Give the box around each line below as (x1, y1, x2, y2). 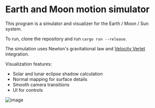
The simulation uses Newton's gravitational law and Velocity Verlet (5, 45, 145, 51)
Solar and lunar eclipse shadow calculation (12, 70, 103, 77)
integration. (5, 51, 30, 57)
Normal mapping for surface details (12, 76, 88, 82)
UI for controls (12, 87, 43, 93)
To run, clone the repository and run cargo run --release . (5, 36, 127, 42)
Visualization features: (5, 61, 52, 67)
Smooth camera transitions (12, 82, 70, 88)
